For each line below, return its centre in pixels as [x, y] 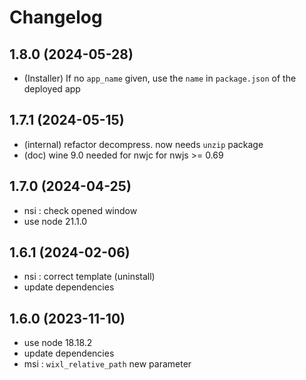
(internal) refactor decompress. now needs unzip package [143, 144]
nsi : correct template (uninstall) [89, 277]
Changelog [56, 17]
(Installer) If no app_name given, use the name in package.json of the [160, 78]
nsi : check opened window [80, 210]
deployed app [52, 89]
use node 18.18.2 [58, 343]
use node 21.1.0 [55, 221]
